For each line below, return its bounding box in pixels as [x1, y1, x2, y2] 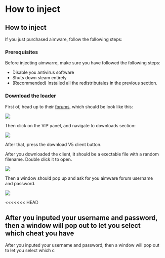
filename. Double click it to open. [5, 156, 73, 162]
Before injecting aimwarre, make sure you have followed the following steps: [5, 60, 161, 66]
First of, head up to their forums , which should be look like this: [5, 103, 133, 109]
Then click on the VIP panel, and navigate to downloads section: [5, 122, 136, 128]
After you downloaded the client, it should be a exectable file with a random [5, 151, 159, 157]
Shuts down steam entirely [12, 75, 67, 81]
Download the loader [5, 93, 56, 100]
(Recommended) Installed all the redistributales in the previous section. [12, 80, 158, 86]
